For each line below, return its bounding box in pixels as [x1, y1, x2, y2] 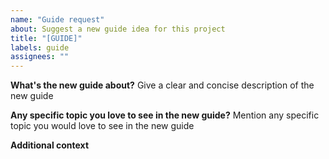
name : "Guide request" [10, 14, 105, 25]
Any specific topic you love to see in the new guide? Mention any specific [10, 109, 320, 121]
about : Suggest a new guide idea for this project [10, 24, 226, 34]
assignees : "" [10, 52, 70, 62]
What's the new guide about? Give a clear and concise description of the [10, 79, 315, 91]
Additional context [10, 139, 90, 151]
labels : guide [10, 42, 70, 53]
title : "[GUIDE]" [10, 33, 83, 43]
